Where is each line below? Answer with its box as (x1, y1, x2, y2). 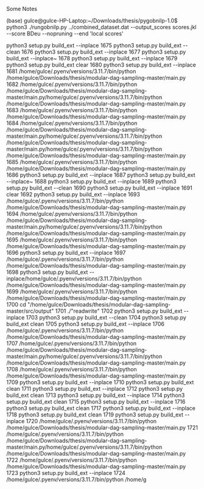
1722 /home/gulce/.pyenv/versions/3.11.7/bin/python (6, 457, 137, 463)
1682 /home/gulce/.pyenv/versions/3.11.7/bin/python (6, 80, 138, 88)
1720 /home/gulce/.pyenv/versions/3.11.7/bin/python (26, 418, 157, 424)
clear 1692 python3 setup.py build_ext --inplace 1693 (6, 191, 140, 198)
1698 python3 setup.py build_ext (6, 268, 88, 276)
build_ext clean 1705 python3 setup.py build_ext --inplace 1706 (6, 320, 164, 327)
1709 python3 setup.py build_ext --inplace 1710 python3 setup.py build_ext (6, 379, 194, 386)
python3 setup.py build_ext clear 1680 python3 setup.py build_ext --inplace (6, 61, 197, 68)
